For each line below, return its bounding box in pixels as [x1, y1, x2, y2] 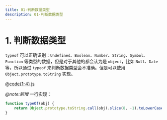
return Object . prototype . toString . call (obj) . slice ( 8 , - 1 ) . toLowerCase [14, 106, 164, 111]
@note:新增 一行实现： [5, 91, 52, 97]
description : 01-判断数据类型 [5, 12, 63, 17]
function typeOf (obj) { [5, 101, 55, 106]
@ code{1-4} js [5, 81, 35, 87]
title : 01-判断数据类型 [5, 7, 50, 12]
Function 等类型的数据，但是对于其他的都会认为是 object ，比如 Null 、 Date [5, 58, 158, 65]
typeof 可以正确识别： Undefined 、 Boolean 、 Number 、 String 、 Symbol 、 [5, 52, 148, 58]
